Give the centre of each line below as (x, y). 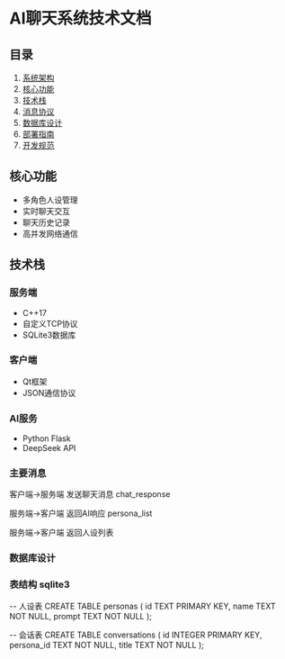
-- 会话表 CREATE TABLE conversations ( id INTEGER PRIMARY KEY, (136, 635)
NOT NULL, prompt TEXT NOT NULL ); (81, 616)
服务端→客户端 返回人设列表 (62, 533)
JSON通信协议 (49, 393)
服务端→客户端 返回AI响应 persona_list (81, 513)
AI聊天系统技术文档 (80, 18)
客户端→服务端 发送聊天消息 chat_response (90, 494)
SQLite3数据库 (49, 335)
